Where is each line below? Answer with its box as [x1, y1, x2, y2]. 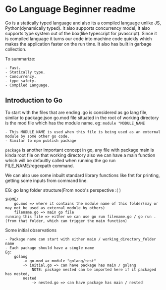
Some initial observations [5, 227, 57, 233]
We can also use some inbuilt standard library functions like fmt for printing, [5, 172, 160, 178]
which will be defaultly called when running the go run [5, 157, 116, 163]
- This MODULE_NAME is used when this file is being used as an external [5, 129, 161, 134]
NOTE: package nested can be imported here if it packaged [31, 267, 156, 272]
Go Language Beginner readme [5, 3, 136, 15]
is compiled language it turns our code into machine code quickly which [5, 36, 152, 42]
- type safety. [5, 78, 37, 83]
